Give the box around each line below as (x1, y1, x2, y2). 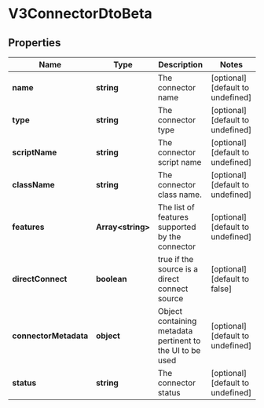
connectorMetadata (12, 330, 89, 341)
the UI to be (157, 345, 201, 355)
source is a (157, 264, 199, 275)
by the (157, 231, 181, 242)
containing (157, 315, 197, 326)
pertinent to (157, 335, 201, 346)
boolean (95, 274, 127, 284)
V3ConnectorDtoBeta (8, 5, 153, 23)
